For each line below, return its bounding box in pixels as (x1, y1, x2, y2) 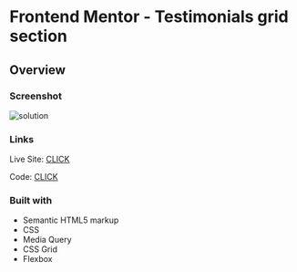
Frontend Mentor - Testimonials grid (9, 6, 289, 27)
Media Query (22, 235, 72, 246)
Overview (9, 62, 67, 78)
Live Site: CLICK (9, 153, 70, 165)
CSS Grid (22, 244, 57, 255)
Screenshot (9, 89, 62, 102)
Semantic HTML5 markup (22, 214, 119, 225)
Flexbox (22, 254, 53, 265)
